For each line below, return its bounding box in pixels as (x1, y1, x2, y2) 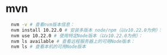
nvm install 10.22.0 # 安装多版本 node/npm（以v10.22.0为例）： (11, 27, 163, 33)
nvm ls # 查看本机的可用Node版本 (11, 44, 86, 50)
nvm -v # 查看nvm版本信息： (11, 22, 75, 27)
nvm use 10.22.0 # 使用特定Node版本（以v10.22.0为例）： (11, 32, 143, 39)
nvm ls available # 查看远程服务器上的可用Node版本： (11, 38, 135, 44)
